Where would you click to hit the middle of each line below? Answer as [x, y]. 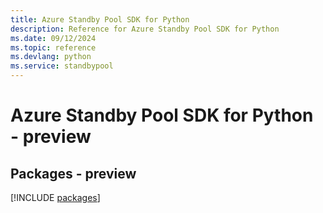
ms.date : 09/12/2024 [53, 38]
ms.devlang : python [51, 57]
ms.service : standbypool [62, 66]
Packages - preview [73, 173]
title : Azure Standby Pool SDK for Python [100, 19]
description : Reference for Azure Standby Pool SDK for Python [145, 29]
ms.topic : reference [53, 47]
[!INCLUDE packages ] [55, 197]
